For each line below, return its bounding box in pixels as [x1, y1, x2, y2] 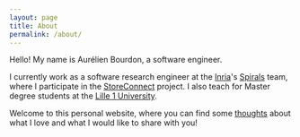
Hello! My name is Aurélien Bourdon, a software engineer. [9, 55, 223, 65]
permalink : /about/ [9, 30, 83, 39]
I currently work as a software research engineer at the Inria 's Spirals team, [9, 72, 288, 82]
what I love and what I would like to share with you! [9, 117, 198, 128]
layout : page [9, 13, 58, 22]
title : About [9, 21, 58, 30]
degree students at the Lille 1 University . [9, 90, 157, 101]
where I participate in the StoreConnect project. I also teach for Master [9, 81, 271, 92]
